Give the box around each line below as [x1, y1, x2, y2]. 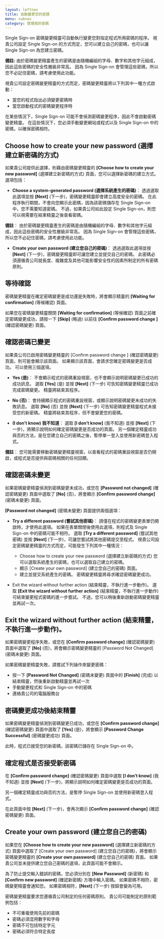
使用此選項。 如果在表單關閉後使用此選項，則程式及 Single [29, 524, 148, 530]
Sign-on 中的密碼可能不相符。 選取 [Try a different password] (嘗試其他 [12, 530, 158, 536]
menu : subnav [5, 16, 32, 21]
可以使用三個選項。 [14, 364, 54, 370]
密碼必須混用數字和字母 [12, 916, 60, 922]
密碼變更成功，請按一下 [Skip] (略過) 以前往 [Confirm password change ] [9, 316, 158, 322]
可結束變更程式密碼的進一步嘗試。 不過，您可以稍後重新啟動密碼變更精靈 [12, 594, 160, 600]
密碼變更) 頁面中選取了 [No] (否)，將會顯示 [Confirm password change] [9, 491, 156, 497]
